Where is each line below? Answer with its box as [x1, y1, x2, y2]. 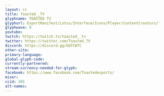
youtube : [5, 30, 23, 34]
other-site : [5, 48, 29, 52]
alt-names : [5, 83, 27, 89]
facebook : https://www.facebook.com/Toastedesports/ [5, 70, 115, 75]
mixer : [5, 75, 19, 80]
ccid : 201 [5, 79, 25, 84]
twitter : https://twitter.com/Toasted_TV [5, 39, 91, 44]
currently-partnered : [5, 61, 49, 66]
